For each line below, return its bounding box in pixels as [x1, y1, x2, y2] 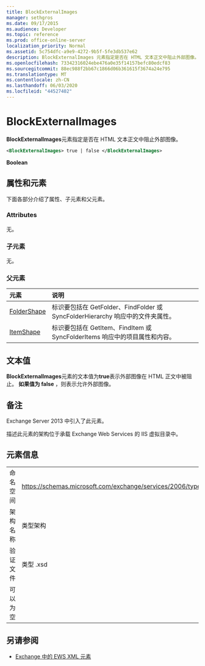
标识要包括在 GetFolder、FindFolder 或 [51, 303, 163, 312]
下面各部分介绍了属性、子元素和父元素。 [6, 195, 108, 202]
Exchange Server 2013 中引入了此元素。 [6, 417, 108, 424]
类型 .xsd [21, 560, 48, 568]
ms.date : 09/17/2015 [6, 20, 59, 26]
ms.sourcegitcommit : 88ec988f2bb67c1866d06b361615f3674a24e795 [6, 65, 171, 72]
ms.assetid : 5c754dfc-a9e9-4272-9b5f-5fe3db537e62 [6, 49, 138, 55]
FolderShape [9, 307, 46, 316]
